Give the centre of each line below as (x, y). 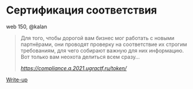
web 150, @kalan (26, 27)
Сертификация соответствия (81, 10)
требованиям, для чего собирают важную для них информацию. (102, 50)
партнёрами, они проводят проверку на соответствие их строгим (104, 44)
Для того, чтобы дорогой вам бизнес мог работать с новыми (97, 38)
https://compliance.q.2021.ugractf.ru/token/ (74, 68)
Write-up (17, 80)
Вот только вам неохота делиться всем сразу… (80, 57)
